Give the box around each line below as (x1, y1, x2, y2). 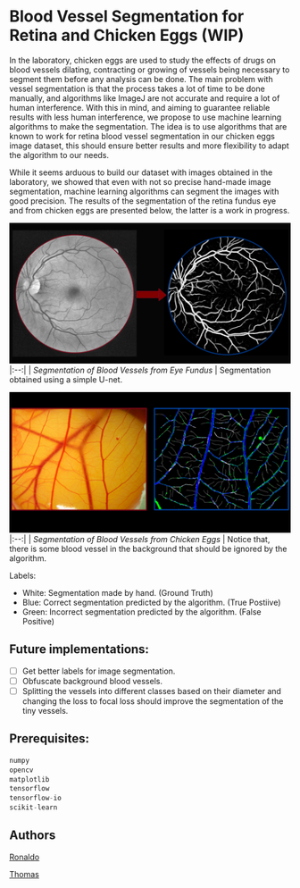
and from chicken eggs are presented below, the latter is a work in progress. (9, 205, 290, 215)
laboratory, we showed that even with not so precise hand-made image (9, 176, 271, 187)
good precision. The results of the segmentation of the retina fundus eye (9, 195, 277, 206)
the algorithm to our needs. (9, 149, 110, 160)
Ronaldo (9, 851, 40, 862)
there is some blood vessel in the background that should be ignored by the (9, 543, 287, 554)
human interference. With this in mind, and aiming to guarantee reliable (9, 102, 271, 113)
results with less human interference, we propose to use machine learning (9, 112, 282, 122)
